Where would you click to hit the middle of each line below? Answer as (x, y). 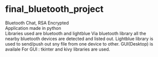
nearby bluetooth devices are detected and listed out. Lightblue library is (79, 39)
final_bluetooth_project (54, 9)
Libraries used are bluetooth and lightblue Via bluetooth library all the (76, 33)
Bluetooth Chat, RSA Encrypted (37, 23)
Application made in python (33, 28)
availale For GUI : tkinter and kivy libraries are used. (58, 49)
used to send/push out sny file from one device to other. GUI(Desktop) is (79, 44)
